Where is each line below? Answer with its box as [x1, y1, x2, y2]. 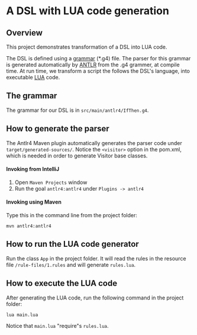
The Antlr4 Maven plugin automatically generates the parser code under [6, 139, 182, 146]
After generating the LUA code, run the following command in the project [6, 294, 184, 301]
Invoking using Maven [6, 198, 62, 205]
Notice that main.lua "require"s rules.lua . [6, 322, 109, 329]
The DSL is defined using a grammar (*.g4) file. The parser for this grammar [6, 55, 191, 62]
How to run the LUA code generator [6, 239, 139, 249]
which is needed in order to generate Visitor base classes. [6, 152, 148, 159]
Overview [6, 28, 43, 38]
